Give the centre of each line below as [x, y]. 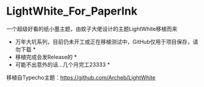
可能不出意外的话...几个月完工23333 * [62, 64]
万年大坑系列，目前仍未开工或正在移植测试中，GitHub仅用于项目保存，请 [107, 41]
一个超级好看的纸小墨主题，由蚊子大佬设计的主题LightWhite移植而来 [92, 29]
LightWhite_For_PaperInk [72, 11]
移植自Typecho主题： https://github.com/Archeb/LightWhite [81, 77]
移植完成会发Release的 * [46, 57]
